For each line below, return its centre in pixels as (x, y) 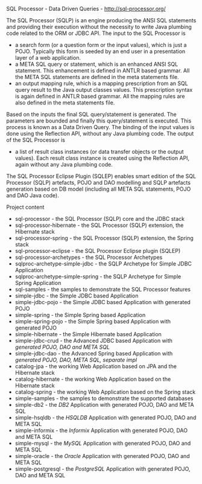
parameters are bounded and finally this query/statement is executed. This (99, 121)
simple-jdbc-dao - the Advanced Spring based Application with (94, 353)
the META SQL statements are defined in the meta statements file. (97, 77)
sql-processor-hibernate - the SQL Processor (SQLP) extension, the (99, 225)
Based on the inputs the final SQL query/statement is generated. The (91, 114)
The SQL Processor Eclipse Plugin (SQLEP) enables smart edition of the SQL (101, 176)
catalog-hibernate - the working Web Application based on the (93, 379)
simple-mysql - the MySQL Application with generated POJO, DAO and (103, 443)
